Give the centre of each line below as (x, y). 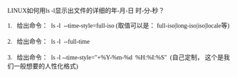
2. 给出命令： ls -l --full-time (49, 42)
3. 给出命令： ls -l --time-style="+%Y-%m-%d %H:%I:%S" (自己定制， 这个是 (116, 58)
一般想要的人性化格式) (46, 66)
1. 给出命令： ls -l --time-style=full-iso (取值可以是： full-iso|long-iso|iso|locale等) (118, 26)
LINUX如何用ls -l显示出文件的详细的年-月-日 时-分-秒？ (86, 11)
